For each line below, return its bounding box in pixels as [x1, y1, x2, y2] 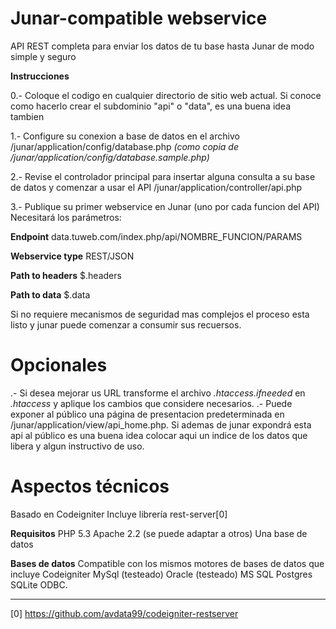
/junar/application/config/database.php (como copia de [10, 140, 239, 152]
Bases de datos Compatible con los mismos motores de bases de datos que [10, 557, 325, 569]
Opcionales [10, 354, 108, 377]
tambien [10, 110, 45, 122]
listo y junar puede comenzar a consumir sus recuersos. [10, 318, 242, 331]
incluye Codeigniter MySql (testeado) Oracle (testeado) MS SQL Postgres [10, 568, 313, 580]
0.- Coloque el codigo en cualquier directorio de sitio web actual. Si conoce [10, 89, 322, 101]
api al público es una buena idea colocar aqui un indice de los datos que [10, 429, 308, 441]
